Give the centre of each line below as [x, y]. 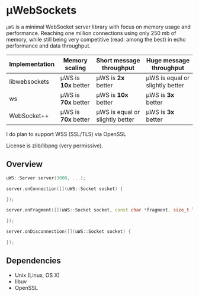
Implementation [32, 64]
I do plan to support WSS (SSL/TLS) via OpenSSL [66, 134]
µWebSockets [41, 10]
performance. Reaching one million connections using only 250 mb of [91, 33]
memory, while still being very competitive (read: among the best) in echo [96, 39]
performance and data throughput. [48, 46]
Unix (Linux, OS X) [37, 275]
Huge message [168, 60]
